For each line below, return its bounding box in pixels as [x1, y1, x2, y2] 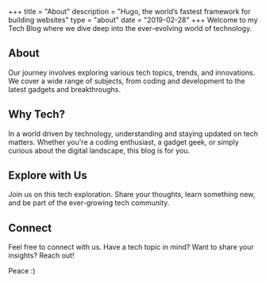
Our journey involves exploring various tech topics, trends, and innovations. [8, 68, 256, 77]
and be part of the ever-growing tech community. [8, 198, 170, 207]
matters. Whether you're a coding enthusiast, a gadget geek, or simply [8, 137, 240, 146]
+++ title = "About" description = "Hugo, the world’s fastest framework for [8, 7, 252, 16]
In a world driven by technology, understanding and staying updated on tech [8, 129, 259, 138]
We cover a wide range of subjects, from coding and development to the [8, 76, 245, 86]
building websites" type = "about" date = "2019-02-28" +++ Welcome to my [8, 15, 258, 25]
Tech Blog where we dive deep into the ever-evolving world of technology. [8, 24, 253, 33]
